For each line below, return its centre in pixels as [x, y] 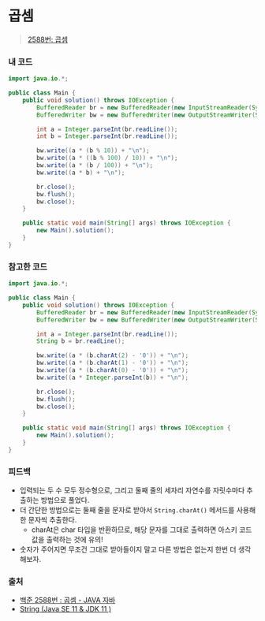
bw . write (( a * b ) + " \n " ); [81, 173]
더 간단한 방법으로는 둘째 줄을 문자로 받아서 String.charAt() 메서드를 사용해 [138, 510]
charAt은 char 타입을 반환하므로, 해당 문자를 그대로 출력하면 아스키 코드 [142, 530]
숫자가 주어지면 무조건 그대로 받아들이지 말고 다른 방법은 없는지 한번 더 [128, 549]
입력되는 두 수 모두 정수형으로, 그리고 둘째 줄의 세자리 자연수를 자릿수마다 [132, 490]
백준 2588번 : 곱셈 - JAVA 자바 [67, 601]
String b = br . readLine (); [81, 341]
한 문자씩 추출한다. [48, 520]
